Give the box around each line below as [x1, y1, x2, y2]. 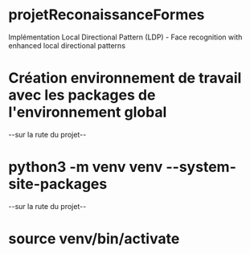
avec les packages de [8, 86, 156, 104]
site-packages [8, 175, 108, 194]
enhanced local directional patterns [8, 40, 126, 50]
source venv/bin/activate [8, 230, 180, 248]
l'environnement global [8, 103, 167, 121]
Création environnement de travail [8, 69, 242, 88]
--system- [166, 158, 237, 176]
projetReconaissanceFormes [8, 6, 205, 24]
